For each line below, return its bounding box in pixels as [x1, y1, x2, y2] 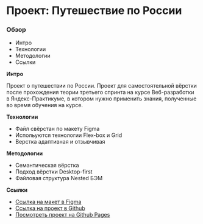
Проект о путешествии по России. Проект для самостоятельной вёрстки [6, 82, 197, 89]
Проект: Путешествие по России [6, 4, 182, 18]
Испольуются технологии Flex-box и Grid [15, 131, 123, 139]
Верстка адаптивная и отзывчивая [15, 138, 105, 145]
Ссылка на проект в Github [15, 205, 85, 212]
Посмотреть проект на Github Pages [15, 211, 110, 219]
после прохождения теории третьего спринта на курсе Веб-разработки [6, 89, 194, 96]
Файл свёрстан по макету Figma [15, 125, 100, 133]
